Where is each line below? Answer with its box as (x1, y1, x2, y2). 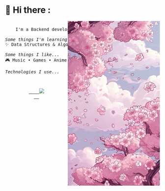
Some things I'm (5, 36, 44, 42)
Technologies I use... (5, 69, 60, 74)
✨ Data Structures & (5, 41, 55, 47)
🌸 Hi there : (5, 4, 51, 16)
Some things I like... (5, 52, 60, 57)
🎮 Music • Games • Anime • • (5, 57, 90, 63)
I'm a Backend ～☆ (15, 27, 124, 32)
